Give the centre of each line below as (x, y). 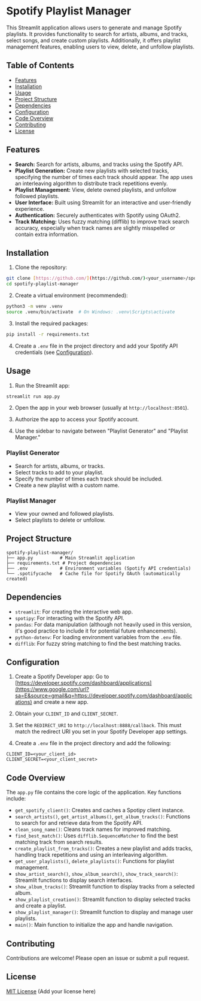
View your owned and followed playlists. (65, 514)
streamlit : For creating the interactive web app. (74, 612)
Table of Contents (40, 66)
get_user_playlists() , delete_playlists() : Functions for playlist (95, 861)
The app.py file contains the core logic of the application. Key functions (94, 793)
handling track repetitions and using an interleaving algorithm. (91, 855)
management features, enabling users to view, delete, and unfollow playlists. (100, 47)
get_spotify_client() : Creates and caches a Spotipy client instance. (100, 811)
